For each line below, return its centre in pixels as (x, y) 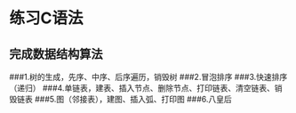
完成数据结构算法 (56, 54)
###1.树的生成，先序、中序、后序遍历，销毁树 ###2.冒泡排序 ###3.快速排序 (148, 77)
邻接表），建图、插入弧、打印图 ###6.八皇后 (152, 99)
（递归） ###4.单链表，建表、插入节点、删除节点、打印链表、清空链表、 (142, 88)
